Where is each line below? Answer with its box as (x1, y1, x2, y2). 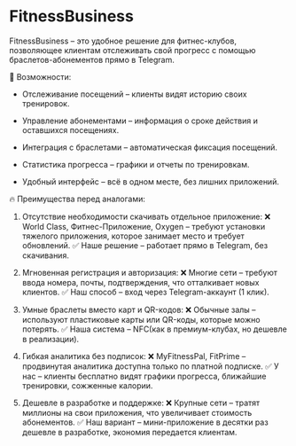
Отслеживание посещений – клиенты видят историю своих (21, 89, 247, 99)
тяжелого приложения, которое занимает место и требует (21, 231, 245, 241)
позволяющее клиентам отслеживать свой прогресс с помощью (9, 44, 256, 55)
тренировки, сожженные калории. (21, 379, 153, 391)
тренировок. (21, 98, 70, 108)
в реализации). (21, 333, 80, 344)
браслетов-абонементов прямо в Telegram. (9, 54, 175, 65)
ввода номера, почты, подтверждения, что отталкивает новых (21, 277, 260, 287)
